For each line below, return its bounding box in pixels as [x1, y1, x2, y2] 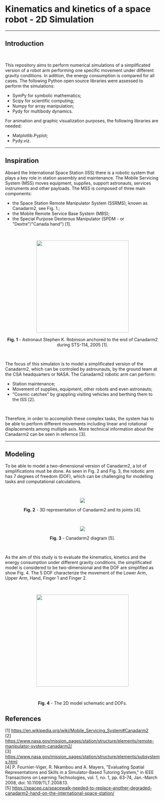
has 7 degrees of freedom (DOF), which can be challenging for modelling [5, 474, 153, 479]
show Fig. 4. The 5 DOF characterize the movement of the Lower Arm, [5, 570, 147, 576]
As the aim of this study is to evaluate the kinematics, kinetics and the [5, 554, 146, 560]
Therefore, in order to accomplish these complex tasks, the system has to [5, 415, 154, 421]
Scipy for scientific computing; [12, 97, 75, 104]
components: [5, 190, 32, 196]
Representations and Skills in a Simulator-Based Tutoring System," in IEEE [5, 770, 154, 775]
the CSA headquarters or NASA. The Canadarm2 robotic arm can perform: [5, 371, 156, 377]
